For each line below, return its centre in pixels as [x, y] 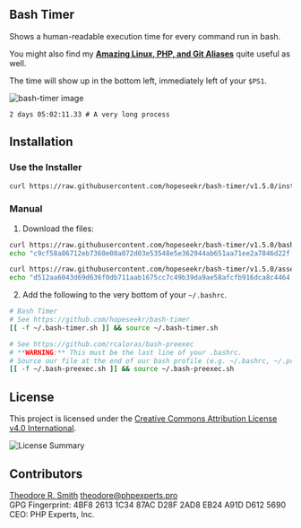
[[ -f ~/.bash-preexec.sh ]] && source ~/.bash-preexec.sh [122, 369]
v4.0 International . [43, 428]
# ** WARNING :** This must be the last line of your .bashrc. [126, 352]
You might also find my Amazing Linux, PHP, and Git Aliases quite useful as [150, 54]
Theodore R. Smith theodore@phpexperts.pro [94, 495]
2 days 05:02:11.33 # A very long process [90, 114]
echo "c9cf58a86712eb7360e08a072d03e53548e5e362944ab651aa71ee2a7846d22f [150, 253]
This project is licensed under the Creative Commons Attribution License [143, 419]
